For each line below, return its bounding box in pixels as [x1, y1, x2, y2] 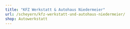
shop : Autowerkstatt [5, 16, 48, 21]
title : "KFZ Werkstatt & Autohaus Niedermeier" [5, 7, 106, 12]
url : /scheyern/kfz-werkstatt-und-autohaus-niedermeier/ [5, 12, 126, 17]
